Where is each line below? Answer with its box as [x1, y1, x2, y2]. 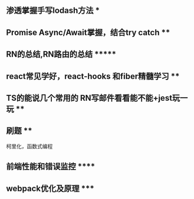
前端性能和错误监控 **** [6, 161, 96, 172]
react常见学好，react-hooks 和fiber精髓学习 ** [6, 71, 180, 81]
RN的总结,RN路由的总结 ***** [6, 49, 117, 59]
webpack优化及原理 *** [6, 183, 94, 193]
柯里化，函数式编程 [6, 142, 53, 150]
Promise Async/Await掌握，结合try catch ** [6, 27, 170, 37]
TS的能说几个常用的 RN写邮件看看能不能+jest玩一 [6, 93, 188, 103]
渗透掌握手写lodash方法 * [6, 5, 100, 16]
